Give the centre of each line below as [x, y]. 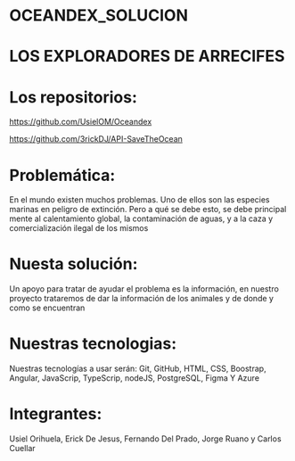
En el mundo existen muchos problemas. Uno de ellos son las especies [139, 200]
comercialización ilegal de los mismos [79, 228]
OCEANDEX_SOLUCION [99, 16]
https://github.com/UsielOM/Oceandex [81, 122]
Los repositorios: [74, 97]
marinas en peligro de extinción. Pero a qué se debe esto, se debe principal [148, 210]
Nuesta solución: [74, 264]
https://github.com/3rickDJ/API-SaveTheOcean [96, 139]
